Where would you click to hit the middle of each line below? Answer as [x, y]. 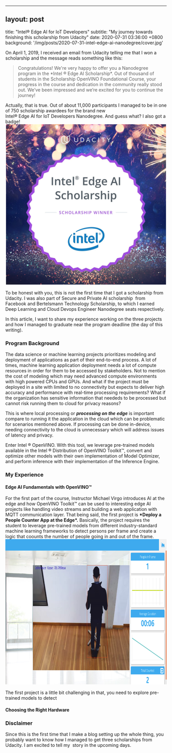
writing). [14, 330]
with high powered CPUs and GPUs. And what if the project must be [77, 382]
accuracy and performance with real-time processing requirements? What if [85, 392]
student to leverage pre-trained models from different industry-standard [81, 526]
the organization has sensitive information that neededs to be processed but [86, 398]
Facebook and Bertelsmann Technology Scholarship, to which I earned [80, 304]
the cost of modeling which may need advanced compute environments [81, 376]
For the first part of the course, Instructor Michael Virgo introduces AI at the [85, 499]
